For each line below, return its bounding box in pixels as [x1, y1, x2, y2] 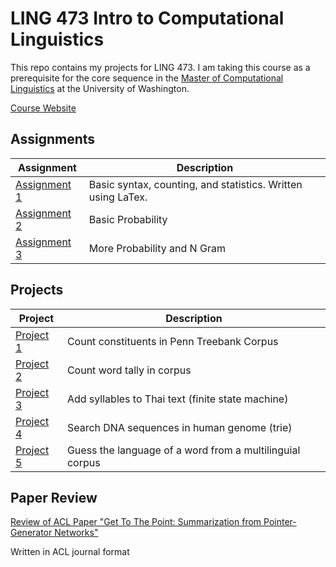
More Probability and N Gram [88, 241, 226, 255]
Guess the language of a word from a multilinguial [66, 443, 301, 457]
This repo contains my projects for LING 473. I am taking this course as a [10, 61, 311, 73]
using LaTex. [88, 190, 148, 204]
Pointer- [263, 516, 297, 528]
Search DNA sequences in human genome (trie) [66, 420, 293, 434]
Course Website [10, 102, 77, 114]
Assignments [10, 131, 96, 148]
